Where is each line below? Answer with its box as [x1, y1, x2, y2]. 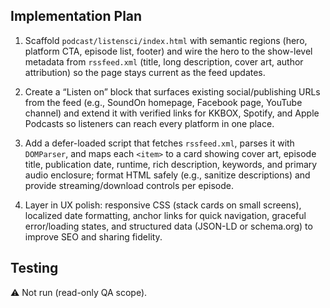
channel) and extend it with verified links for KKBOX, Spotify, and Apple [24, 107, 320, 119]
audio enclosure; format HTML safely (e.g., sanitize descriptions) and [24, 169, 311, 181]
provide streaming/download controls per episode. [24, 179, 234, 191]
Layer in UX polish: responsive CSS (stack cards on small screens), [24, 199, 302, 211]
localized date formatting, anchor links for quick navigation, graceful [24, 209, 307, 221]
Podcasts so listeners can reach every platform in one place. [24, 117, 275, 129]
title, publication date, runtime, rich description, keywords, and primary [24, 158, 318, 170]
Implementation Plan [10, 8, 143, 25]
